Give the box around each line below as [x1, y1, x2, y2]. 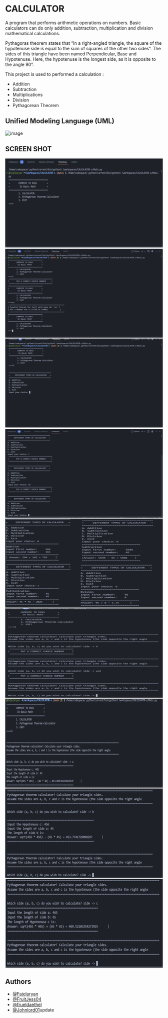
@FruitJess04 [12, 996, 41, 1002]
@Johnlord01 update [12, 1006, 54, 1013]
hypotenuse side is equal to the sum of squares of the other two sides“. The [5, 45, 161, 51]
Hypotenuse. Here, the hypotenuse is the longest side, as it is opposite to [5, 56, 156, 62]
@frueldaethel [12, 1001, 42, 1007]
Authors [5, 977, 31, 986]
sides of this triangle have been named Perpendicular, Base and [5, 51, 136, 57]
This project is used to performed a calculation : [5, 71, 104, 77]
